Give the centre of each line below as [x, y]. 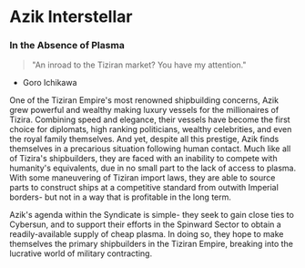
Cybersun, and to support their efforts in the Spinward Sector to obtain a [146, 224]
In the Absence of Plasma [67, 46]
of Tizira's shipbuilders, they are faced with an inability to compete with [143, 159]
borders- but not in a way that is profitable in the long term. [121, 197]
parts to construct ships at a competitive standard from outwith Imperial [144, 188]
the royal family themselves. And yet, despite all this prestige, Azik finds [144, 139]
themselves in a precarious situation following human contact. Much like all [150, 149]
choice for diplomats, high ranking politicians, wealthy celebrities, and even [151, 129]
